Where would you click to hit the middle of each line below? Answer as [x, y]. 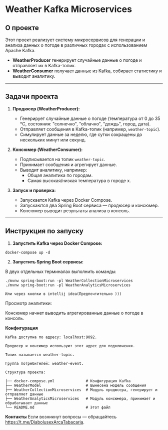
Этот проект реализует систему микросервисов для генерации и [75, 40]
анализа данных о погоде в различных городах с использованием [76, 45]
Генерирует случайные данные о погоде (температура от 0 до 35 [90, 118]
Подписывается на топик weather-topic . [62, 159]
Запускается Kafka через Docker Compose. [66, 200]
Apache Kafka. [20, 50]
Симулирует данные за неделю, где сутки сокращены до [81, 134]
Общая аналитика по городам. [60, 175]
